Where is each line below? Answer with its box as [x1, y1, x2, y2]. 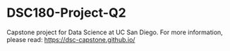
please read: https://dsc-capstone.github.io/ [6, 35, 135, 43]
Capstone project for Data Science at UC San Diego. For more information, [6, 28, 223, 36]
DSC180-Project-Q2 [6, 5, 126, 21]
